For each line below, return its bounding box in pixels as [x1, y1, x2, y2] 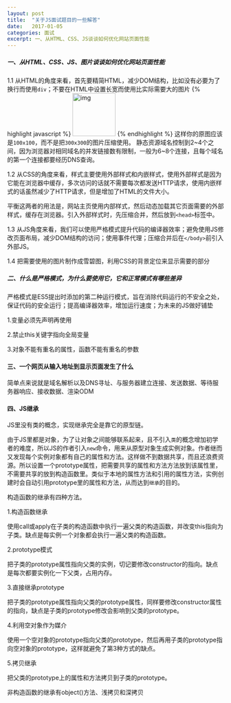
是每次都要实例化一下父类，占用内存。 [7, 569, 115, 577]
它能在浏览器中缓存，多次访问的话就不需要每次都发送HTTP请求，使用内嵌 [7, 179, 217, 187]
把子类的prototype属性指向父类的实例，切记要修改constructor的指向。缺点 [7, 560, 219, 568]
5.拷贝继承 [7, 659, 36, 667]
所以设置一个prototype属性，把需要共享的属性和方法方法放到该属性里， [19, 462, 222, 470]
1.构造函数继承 [7, 508, 48, 516]
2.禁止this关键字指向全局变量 [7, 331, 89, 339]
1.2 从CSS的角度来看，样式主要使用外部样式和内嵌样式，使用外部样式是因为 [7, 170, 222, 179]
